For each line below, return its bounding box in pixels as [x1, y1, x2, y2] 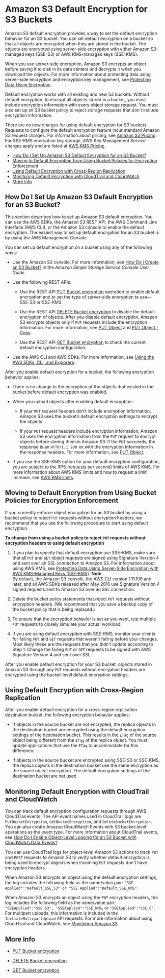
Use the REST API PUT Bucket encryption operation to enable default [19, 289, 160, 295]
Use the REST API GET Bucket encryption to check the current [19, 339, 146, 345]
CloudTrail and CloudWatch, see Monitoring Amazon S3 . [5, 921, 119, 927]
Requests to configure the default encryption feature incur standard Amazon [5, 127, 160, 133]
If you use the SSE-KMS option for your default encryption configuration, [12, 458, 160, 464]
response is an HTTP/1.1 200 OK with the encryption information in [19, 444, 153, 450]
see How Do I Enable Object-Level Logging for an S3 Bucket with [5, 834, 137, 840]
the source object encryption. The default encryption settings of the [12, 768, 150, 774]
